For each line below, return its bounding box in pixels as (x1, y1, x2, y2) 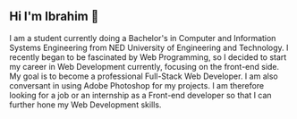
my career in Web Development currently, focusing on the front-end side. (9, 61, 280, 72)
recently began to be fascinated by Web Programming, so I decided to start (9, 51, 287, 63)
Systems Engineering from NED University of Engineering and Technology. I (9, 42, 289, 53)
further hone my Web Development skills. (9, 99, 162, 110)
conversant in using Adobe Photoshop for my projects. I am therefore (9, 80, 265, 90)
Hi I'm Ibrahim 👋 (9, 9, 99, 24)
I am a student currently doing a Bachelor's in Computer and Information (9, 32, 276, 43)
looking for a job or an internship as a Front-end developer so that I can (9, 89, 272, 100)
